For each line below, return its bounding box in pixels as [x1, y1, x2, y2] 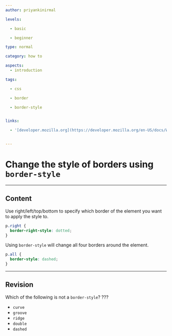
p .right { [5, 223, 27, 228]
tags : [5, 77, 17, 82]
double [12, 321, 27, 326]
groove [12, 310, 27, 316]
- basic [10, 26, 27, 31]
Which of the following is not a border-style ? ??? [5, 294, 109, 300]
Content [5, 194, 32, 203]
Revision [5, 280, 34, 289]
